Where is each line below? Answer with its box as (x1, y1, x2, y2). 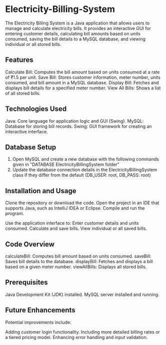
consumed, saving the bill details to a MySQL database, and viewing (5, 36, 146, 42)
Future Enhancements (5, 306, 76, 315)
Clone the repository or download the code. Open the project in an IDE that (5, 200, 159, 206)
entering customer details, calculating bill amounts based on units (5, 30, 141, 36)
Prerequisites (5, 278, 48, 287)
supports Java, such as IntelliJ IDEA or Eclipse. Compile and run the (5, 205, 145, 211)
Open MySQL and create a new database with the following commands (12, 156, 159, 162)
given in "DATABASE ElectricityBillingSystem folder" (12, 161, 119, 168)
